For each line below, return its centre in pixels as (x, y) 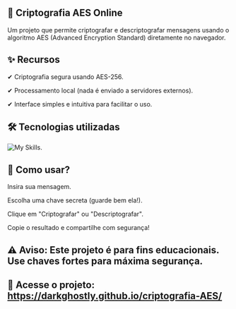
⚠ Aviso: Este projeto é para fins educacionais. (113, 250)
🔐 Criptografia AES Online (65, 13)
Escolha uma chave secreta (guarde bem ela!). (75, 200)
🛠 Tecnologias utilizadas (64, 127)
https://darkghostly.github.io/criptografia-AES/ (115, 296)
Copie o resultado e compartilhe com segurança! (78, 228)
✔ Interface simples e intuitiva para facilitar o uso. (80, 104)
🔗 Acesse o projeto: (51, 285)
